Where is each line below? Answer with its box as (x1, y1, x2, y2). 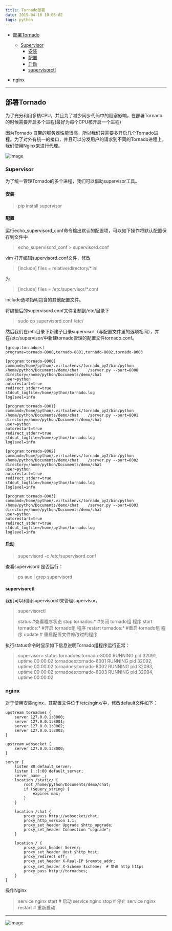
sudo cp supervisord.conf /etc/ (17, 317, 83, 324)
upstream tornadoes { (5, 710, 52, 715)
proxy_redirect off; (24, 854, 68, 859)
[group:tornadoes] (5, 345, 45, 350)
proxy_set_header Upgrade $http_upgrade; (24, 822, 114, 828)
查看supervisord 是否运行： (5, 564, 63, 570)
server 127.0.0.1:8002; (14, 723, 66, 728)
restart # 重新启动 (17, 904, 55, 910)
